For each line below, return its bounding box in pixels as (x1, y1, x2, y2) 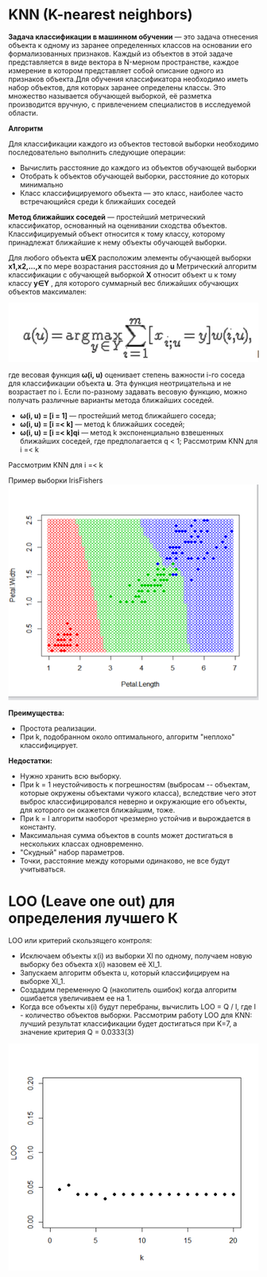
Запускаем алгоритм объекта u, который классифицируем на (19, 968, 230, 977)
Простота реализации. (19, 723, 97, 734)
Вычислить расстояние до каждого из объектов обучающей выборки (19, 163, 257, 172)
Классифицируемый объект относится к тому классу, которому (8, 229, 226, 238)
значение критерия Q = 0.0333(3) (19, 1028, 134, 1037)
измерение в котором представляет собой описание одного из (8, 65, 224, 75)
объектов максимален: (8, 287, 87, 296)
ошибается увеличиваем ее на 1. (19, 993, 132, 1003)
